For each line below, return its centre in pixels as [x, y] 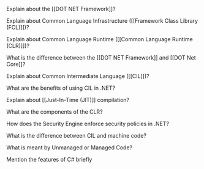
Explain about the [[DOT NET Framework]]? [61, 9]
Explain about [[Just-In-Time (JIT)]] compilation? [68, 100]
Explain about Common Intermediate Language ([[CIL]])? [78, 76]
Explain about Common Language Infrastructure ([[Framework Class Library [102, 21]
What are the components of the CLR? [55, 112]
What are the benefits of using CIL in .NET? [61, 88]
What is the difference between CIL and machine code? [77, 136]
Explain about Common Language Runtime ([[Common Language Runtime [100, 39]
